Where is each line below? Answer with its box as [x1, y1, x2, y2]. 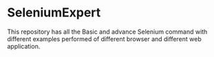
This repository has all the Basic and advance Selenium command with [7, 27, 208, 36]
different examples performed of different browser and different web [7, 34, 202, 43]
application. [7, 42, 41, 50]
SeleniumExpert [7, 5, 101, 21]
